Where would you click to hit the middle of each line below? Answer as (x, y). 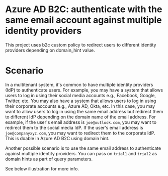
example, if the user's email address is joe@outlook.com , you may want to (81, 122)
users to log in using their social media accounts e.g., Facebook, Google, (80, 95)
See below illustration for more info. (42, 168)
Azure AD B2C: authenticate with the (84, 9)
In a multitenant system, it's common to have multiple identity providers (79, 84)
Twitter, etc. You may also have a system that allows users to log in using (81, 101)
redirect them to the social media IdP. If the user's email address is (74, 127)
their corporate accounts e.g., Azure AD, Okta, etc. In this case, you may (80, 106)
